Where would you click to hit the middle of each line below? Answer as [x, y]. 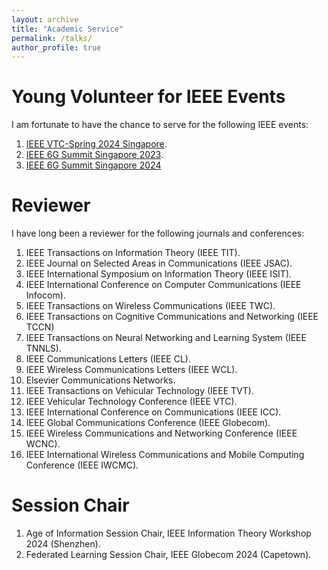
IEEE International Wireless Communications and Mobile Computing [165, 455]
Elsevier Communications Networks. [100, 380]
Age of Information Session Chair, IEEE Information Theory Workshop [168, 533]
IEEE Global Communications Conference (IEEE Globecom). [148, 423]
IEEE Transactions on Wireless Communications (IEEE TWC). [150, 306]
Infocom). [45, 295]
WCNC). [43, 444]
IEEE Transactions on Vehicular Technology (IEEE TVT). [139, 391]
